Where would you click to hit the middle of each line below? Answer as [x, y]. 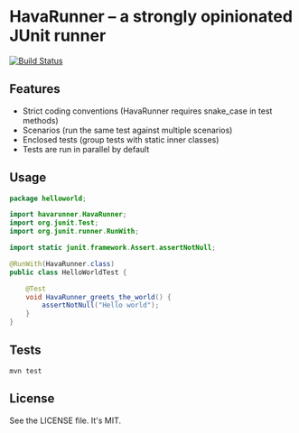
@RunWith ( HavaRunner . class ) [62, 263]
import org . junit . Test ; [54, 223]
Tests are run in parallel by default [86, 149]
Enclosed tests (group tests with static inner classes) [121, 139]
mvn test [26, 371]
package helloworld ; [48, 198]
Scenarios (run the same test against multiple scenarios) [127, 130]
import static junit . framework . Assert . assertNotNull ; [113, 248]
